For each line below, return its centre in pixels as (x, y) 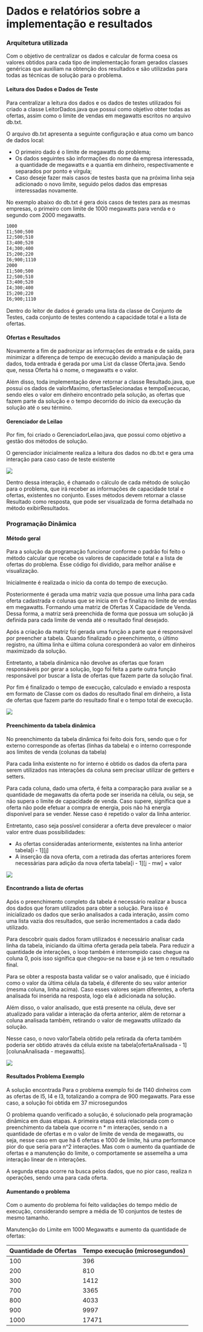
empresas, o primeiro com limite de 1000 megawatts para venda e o (91, 208)
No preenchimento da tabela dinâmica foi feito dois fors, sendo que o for (97, 739)
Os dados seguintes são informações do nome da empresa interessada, (105, 158)
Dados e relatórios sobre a (73, 11)
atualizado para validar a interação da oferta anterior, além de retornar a (96, 1014)
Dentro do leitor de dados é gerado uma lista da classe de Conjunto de (94, 310)
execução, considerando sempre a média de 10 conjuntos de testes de (94, 1212)
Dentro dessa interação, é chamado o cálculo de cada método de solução (98, 483)
